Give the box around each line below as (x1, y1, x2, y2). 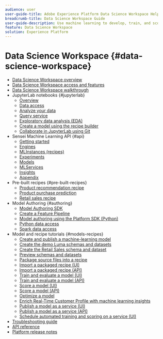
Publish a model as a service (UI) (19, 303, 86, 309)
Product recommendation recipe (19, 185, 84, 190)
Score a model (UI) (19, 282, 57, 288)
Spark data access (19, 226, 57, 231)
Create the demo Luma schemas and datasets (19, 241, 112, 247)
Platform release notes (12, 329, 57, 335)
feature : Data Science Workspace (5, 25, 73, 30)
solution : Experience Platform (5, 30, 68, 34)
